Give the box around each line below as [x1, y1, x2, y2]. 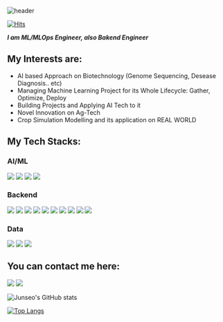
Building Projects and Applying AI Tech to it [17, 101, 141, 109]
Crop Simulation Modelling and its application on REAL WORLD [17, 115, 197, 124]
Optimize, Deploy [17, 93, 67, 102]
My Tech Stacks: [7, 135, 81, 148]
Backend [7, 190, 38, 200]
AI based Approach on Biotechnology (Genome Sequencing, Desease [17, 71, 217, 79]
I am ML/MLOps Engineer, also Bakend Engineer [7, 33, 149, 41]
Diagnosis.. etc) [17, 79, 62, 87]
